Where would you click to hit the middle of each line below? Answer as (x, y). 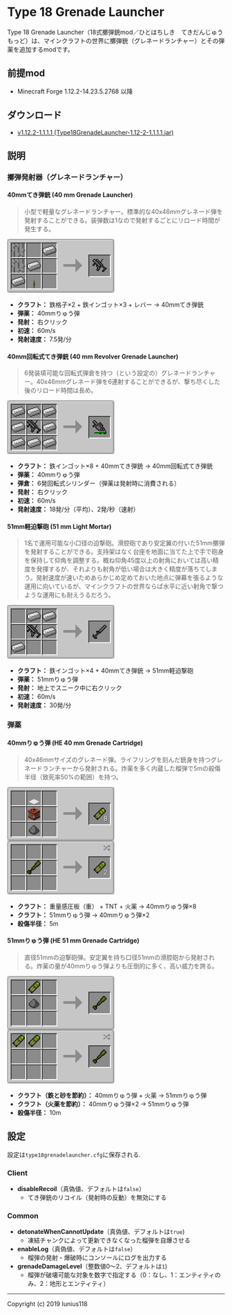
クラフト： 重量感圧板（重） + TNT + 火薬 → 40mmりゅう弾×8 (107, 906)
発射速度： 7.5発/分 (45, 339)
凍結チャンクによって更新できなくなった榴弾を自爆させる (109, 1240)
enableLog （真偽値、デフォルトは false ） (77, 1249)
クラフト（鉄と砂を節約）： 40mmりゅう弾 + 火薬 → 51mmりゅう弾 (112, 1095)
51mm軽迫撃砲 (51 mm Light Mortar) (59, 526)
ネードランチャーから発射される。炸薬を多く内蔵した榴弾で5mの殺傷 (122, 768)
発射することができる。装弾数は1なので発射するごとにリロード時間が (122, 220)
